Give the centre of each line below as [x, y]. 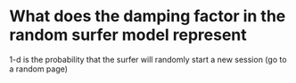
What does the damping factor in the [148, 16]
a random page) [39, 69]
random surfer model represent [128, 35]
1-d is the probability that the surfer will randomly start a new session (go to [148, 59]
